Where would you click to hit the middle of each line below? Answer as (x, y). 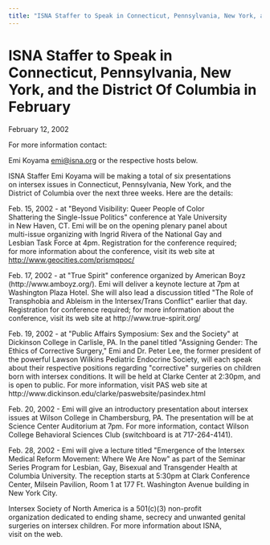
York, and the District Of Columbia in (133, 90)
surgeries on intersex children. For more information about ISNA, (115, 525)
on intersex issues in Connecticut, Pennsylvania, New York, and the (120, 184)
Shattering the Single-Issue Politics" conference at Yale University (118, 217)
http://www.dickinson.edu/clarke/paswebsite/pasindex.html (107, 393)
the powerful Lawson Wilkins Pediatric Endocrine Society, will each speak (131, 359)
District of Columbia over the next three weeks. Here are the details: (121, 193)
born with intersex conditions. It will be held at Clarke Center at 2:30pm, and (135, 376)
